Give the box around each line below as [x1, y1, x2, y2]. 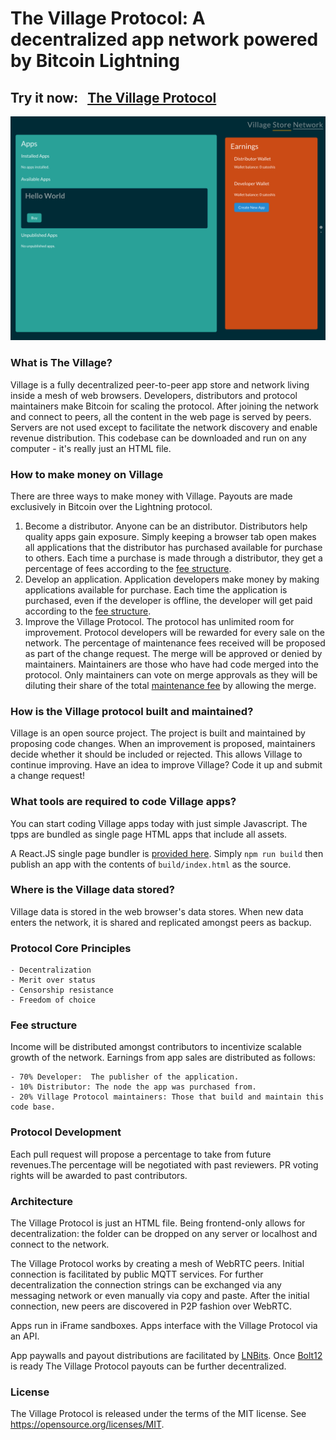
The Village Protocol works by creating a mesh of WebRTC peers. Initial [10, 1257, 305, 1269]
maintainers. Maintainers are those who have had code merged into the [24, 658, 319, 670]
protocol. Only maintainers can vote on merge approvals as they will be [24, 668, 318, 681]
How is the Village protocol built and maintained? [10, 704, 254, 718]
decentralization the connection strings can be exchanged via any [10, 1278, 282, 1291]
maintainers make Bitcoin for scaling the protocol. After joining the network [10, 400, 319, 412]
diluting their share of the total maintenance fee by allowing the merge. [24, 679, 317, 691]
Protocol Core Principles [10, 941, 132, 955]
